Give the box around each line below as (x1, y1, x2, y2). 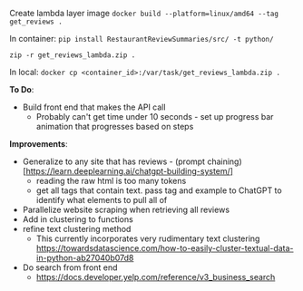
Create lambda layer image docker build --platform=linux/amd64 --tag (9, 8, 279, 18)
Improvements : (9, 139, 68, 149)
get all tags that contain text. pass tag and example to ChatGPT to (35, 185, 283, 196)
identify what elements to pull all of (35, 195, 168, 205)
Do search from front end (22, 262, 118, 273)
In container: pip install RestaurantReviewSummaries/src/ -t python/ (9, 34, 274, 44)
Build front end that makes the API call (22, 102, 166, 112)
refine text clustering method (22, 224, 132, 234)
